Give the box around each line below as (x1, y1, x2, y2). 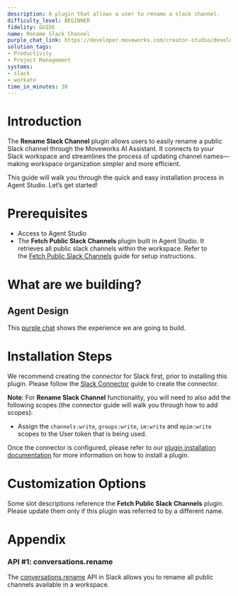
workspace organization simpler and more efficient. (30, 160, 181, 168)
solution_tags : (7, 43, 52, 50)
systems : (7, 63, 33, 70)
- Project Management (7, 57, 72, 64)
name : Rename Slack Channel (7, 30, 91, 38)
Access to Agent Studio (17, 229, 87, 238)
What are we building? (7, 277, 142, 293)
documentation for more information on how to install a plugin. (7, 451, 190, 460)
